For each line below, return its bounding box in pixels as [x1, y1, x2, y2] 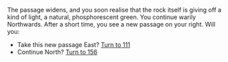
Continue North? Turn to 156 [17, 48, 98, 56]
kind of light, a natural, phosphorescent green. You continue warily [7, 13, 196, 21]
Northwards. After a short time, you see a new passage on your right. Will [7, 20, 216, 28]
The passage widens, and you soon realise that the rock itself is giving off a [7, 6, 222, 14]
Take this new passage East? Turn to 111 [17, 41, 131, 48]
